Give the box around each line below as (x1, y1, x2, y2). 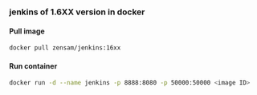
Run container (9, 61, 58, 70)
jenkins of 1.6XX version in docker (9, 6, 145, 18)
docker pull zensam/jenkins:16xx (9, 44, 121, 52)
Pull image (9, 26, 45, 36)
